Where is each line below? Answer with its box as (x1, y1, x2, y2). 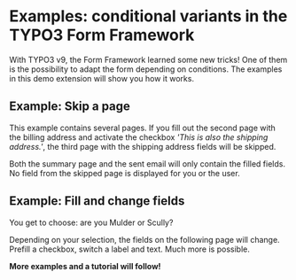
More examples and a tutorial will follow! (9, 261, 161, 271)
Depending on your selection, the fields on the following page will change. (9, 234, 281, 245)
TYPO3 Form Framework (9, 25, 195, 45)
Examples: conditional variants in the (9, 6, 288, 27)
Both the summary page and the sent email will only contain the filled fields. (9, 158, 286, 169)
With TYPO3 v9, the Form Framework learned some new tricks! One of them (9, 54, 288, 65)
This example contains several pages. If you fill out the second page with (9, 122, 277, 133)
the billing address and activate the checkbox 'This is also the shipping (9, 131, 269, 143)
